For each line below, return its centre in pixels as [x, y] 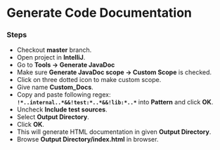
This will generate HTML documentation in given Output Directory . [114, 132]
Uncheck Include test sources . [62, 109]
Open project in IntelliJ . [51, 57]
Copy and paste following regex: [64, 95]
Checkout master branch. [54, 50]
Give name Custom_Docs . [55, 87]
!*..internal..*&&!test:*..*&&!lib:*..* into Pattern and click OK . [115, 102]
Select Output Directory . [53, 117]
